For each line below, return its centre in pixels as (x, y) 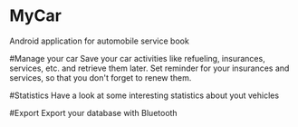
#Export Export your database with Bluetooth (94, 112)
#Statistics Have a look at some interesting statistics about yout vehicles (144, 95)
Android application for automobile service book (100, 41)
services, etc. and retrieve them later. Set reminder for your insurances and (149, 68)
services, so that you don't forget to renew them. (101, 77)
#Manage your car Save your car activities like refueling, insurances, (137, 58)
